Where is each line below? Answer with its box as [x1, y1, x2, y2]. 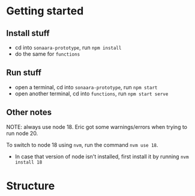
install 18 [14, 159, 43, 165]
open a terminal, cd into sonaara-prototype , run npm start [14, 83, 158, 91]
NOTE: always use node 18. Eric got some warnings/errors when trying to [6, 123, 188, 130]
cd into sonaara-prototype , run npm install [14, 44, 122, 51]
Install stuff [6, 28, 50, 38]
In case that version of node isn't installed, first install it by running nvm [14, 153, 189, 160]
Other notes [6, 107, 52, 117]
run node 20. [6, 129, 38, 137]
